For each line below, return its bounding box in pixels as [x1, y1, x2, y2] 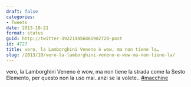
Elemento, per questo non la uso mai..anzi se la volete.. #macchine [6, 74, 169, 81]
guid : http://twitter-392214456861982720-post [6, 36, 123, 41]
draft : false [6, 8, 38, 15]
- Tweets [6, 19, 28, 25]
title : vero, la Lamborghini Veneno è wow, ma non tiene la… [6, 47, 160, 53]
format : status [6, 30, 44, 36]
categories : [6, 14, 35, 20]
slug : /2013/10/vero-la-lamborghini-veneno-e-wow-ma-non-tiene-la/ [6, 52, 176, 58]
